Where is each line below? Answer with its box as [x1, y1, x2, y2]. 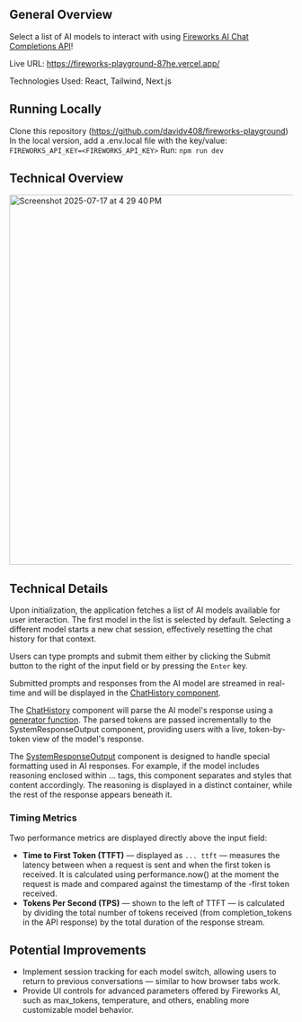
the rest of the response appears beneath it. [9, 789, 173, 800]
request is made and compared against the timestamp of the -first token [22, 878, 290, 889]
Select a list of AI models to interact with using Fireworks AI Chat [9, 31, 249, 41]
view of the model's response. [31, 733, 145, 745]
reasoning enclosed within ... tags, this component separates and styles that [9, 770, 292, 781]
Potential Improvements [9, 942, 147, 957]
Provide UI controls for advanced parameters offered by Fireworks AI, [22, 985, 281, 997]
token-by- [248, 724, 286, 735]
